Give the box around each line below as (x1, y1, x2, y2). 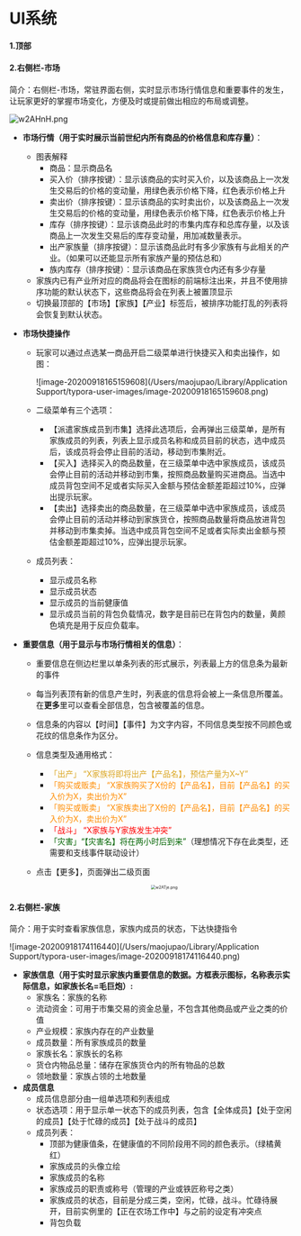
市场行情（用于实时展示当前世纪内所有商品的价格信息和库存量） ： (22, 132, 263, 142)
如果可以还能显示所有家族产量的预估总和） (68, 252, 227, 263)
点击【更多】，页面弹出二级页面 (35, 866, 151, 877)
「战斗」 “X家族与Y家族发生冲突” (49, 824, 173, 835)
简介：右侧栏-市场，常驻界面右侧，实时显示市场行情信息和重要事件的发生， (9, 84, 289, 95)
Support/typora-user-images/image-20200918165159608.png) (35, 386, 270, 396)
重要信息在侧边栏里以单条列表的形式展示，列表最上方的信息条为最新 (35, 658, 288, 668)
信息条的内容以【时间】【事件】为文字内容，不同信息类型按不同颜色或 (35, 718, 292, 730)
